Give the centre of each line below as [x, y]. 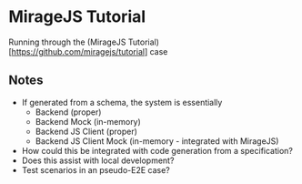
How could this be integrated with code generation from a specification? [157, 150]
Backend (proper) [68, 112]
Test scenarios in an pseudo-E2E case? [96, 169]
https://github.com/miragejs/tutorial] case [90, 51]
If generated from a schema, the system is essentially [122, 102]
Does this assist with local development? [98, 160]
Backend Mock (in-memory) [88, 121]
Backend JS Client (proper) [86, 131]
